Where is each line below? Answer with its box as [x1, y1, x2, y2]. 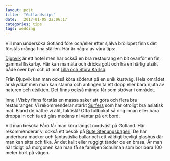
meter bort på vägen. [5, 150, 50, 156]
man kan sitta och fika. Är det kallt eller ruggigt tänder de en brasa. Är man [5, 139, 162, 145]
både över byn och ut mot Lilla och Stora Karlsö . [5, 67, 107, 73]
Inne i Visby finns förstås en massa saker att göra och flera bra [5, 97, 137, 103]
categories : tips [5, 21, 42, 27]
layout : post [5, 7, 33, 13]
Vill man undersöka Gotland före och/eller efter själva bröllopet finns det [5, 40, 157, 46]
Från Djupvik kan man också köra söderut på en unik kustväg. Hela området [5, 76, 165, 82]
